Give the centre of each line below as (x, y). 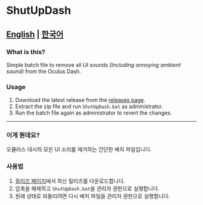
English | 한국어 (35, 34)
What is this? (26, 52)
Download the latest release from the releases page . (80, 100)
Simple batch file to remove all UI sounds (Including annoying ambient (94, 65)
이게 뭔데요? (23, 135)
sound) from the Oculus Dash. (44, 71)
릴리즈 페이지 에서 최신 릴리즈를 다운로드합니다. (70, 181)
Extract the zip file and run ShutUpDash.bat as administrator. (89, 107)
